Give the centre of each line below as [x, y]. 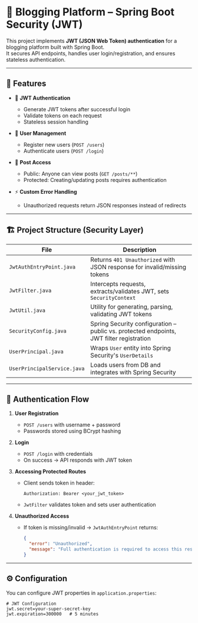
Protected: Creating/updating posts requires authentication [95, 180]
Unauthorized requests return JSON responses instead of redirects [105, 205]
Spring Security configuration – [133, 323]
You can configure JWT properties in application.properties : [82, 593]
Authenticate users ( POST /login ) [64, 151]
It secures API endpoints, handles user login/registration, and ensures [91, 53]
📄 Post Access [33, 162]
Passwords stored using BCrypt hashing [72, 431]
